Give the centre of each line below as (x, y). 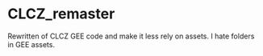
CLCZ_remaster (61, 14)
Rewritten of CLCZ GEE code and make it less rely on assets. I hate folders (131, 36)
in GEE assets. (31, 44)
